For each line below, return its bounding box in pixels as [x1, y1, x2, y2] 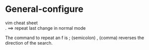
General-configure [5, 3, 84, 15]
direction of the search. [5, 40, 53, 46]
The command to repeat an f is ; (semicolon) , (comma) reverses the [5, 35, 145, 41]
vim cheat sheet [5, 20, 38, 26]
